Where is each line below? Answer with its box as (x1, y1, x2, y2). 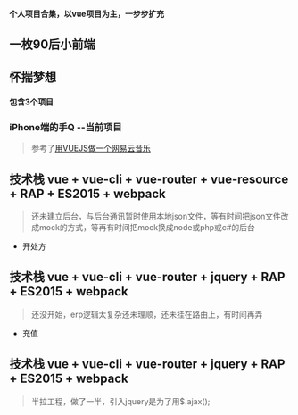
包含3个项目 (9, 96, 54, 107)
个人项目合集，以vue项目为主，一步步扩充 (9, 8, 165, 19)
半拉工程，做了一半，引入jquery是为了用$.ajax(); (30, 395, 211, 406)
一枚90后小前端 (9, 37, 95, 52)
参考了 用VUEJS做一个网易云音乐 (30, 143, 152, 154)
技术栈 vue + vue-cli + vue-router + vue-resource (9, 171, 289, 187)
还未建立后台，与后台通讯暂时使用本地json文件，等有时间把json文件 (30, 211, 281, 222)
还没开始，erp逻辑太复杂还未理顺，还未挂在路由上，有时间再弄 (30, 309, 263, 320)
